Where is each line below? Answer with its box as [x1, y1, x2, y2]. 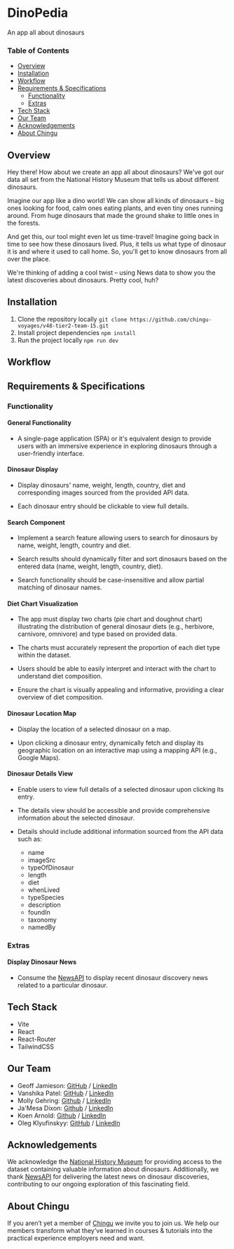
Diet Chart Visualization [7, 599, 78, 608]
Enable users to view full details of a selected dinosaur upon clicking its [17, 785, 224, 793]
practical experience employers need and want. [7, 1234, 145, 1243]
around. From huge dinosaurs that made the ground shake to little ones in [7, 211, 219, 220]
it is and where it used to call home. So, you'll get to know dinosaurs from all [7, 247, 228, 256]
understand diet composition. [17, 672, 103, 681]
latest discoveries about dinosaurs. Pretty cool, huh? [7, 276, 159, 285]
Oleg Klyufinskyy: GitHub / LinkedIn [17, 1118, 121, 1127]
